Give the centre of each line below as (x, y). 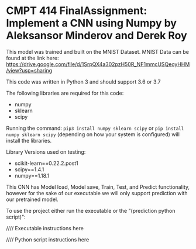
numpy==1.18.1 (32, 175)
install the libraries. (29, 140)
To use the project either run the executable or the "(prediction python (91, 210)
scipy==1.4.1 (29, 169)
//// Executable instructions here (45, 228)
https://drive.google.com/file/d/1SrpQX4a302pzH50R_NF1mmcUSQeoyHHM (98, 64)
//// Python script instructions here (48, 239)
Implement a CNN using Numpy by (92, 23)
